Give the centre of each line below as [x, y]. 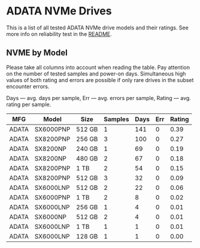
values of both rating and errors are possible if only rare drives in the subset [100, 80]
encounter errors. [28, 86]
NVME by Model [37, 53]
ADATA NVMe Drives [59, 11]
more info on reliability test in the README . [59, 34]
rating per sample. [29, 104]
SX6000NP [51, 217]
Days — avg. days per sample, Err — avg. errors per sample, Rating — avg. [99, 98]
